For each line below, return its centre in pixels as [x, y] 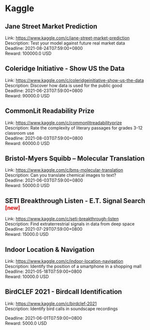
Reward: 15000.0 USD [27, 234]
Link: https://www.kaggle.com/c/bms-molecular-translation [64, 170]
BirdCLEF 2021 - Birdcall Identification [64, 292]
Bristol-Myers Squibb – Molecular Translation [75, 159]
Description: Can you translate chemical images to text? [61, 175]
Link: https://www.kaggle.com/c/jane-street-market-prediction [67, 38]
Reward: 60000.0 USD [27, 143]
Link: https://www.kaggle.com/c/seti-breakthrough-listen [62, 219]
